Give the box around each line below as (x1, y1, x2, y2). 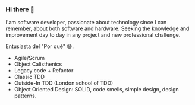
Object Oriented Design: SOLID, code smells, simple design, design (14, 86, 179, 93)
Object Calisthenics (14, 61, 62, 68)
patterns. (14, 92, 37, 100)
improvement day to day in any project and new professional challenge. (5, 31, 181, 39)
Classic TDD (14, 74, 45, 81)
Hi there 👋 (5, 5, 35, 14)
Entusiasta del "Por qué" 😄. (5, 43, 74, 50)
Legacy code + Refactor (14, 67, 74, 74)
